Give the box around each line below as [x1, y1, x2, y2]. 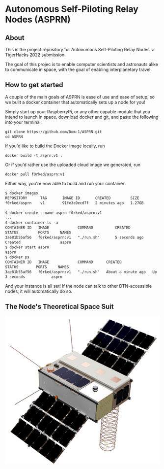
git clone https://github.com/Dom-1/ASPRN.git [5, 129, 102, 134]
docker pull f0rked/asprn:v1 [5, 171, 65, 177]
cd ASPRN [5, 134, 23, 139]
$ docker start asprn [5, 245, 50, 250]
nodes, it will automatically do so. [5, 288, 73, 294]
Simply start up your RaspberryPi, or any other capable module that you [5, 108, 151, 114]
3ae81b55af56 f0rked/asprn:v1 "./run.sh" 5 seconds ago [5, 235, 144, 240]
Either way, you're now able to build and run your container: [5, 180, 126, 186]
